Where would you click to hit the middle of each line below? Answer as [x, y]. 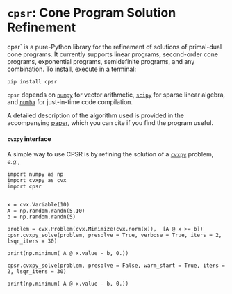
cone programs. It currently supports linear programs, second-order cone [113, 54]
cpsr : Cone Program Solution [92, 13]
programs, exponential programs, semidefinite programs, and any [101, 61]
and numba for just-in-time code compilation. [70, 101]
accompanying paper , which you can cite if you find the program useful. [110, 122]
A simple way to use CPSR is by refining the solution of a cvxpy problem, [110, 154]
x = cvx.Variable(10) [39, 205]
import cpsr [24, 187]
